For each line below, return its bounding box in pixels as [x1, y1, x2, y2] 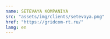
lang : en [5, 24, 27, 30]
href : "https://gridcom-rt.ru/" [5, 19, 84, 25]
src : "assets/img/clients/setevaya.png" [5, 14, 105, 19]
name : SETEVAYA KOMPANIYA [5, 8, 68, 14]
